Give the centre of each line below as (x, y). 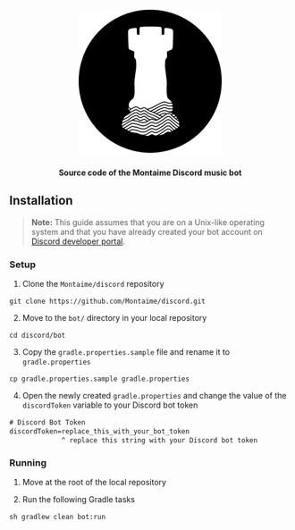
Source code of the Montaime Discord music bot (150, 172)
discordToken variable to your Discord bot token (110, 405)
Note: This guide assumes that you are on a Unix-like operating (148, 222)
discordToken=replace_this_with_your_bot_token (100, 431)
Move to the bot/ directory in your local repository (114, 317)
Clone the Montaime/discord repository (93, 283)
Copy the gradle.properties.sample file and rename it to (126, 351)
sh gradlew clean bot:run (57, 517)
